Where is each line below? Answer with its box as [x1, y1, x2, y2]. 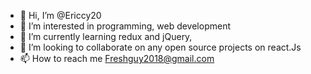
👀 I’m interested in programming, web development [19, 20, 232, 32]
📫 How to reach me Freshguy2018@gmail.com [19, 53, 215, 64]
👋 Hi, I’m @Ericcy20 [19, 10, 102, 21]
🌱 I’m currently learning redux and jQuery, [19, 31, 193, 42]
